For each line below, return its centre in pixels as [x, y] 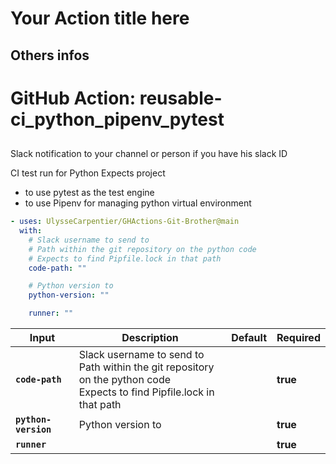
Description [150, 338]
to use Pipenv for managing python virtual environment [138, 203]
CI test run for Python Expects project [88, 173]
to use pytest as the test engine [89, 193]
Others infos [50, 55]
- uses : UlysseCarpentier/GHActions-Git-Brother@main [125, 222]
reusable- [181, 98]
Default [249, 338]
